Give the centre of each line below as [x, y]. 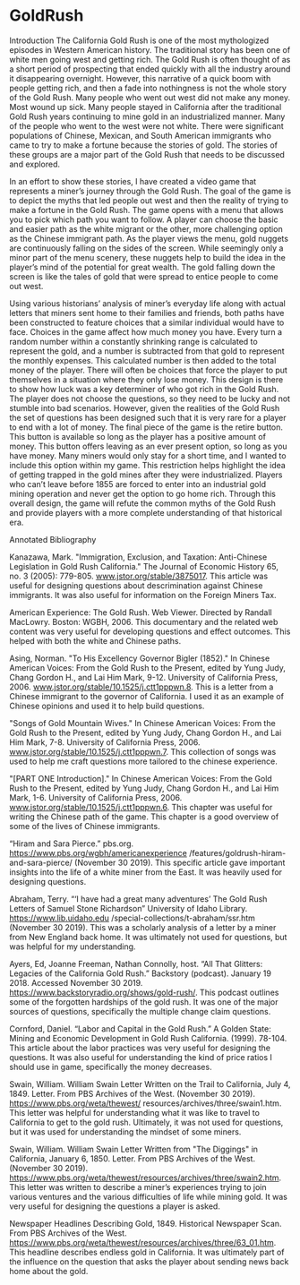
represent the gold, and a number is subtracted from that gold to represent [147, 351]
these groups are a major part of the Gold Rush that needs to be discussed [147, 154]
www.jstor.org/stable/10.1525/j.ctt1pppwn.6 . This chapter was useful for [141, 807]
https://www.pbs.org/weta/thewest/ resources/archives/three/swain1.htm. [146, 1103]
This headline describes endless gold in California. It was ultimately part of [147, 1252]
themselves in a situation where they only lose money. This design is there [146, 379]
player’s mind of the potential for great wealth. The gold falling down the [142, 267]
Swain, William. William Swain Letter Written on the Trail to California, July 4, [150, 1084]
